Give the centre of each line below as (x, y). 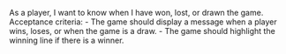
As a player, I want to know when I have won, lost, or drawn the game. (136, 13)
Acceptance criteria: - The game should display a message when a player (143, 22)
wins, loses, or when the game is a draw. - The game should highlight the (142, 31)
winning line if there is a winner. (67, 40)
